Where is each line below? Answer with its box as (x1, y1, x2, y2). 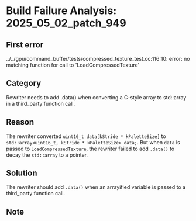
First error (6, 40, 44, 50)
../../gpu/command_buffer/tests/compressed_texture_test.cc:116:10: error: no (6, 56, 190, 62)
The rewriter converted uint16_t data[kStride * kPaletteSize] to (6, 133, 166, 140)
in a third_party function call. (6, 100, 75, 107)
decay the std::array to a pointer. (6, 151, 88, 158)
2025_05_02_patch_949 (6, 16, 127, 30)
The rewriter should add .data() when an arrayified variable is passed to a (6, 184, 186, 191)
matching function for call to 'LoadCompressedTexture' (6, 61, 140, 68)
